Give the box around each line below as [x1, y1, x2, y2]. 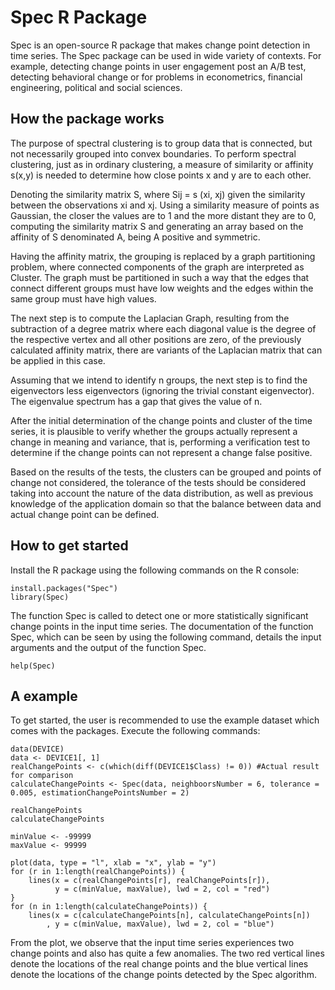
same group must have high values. [10, 292, 157, 305]
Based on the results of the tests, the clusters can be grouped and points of [10, 466, 322, 478]
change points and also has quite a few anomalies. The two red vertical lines [10, 947, 325, 960]
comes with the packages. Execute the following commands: [10, 725, 261, 737]
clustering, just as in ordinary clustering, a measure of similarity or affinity [10, 158, 314, 170]
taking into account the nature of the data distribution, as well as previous [10, 487, 314, 499]
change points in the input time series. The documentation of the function [10, 620, 314, 632]
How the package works [10, 111, 165, 128]
